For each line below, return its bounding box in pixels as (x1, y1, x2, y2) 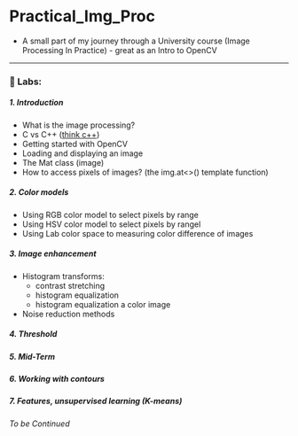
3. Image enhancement (9, 248, 97, 259)
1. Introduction (9, 97, 64, 108)
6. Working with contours (9, 374, 105, 385)
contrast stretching (35, 280, 106, 291)
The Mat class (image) (21, 157, 105, 167)
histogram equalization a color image (35, 299, 171, 309)
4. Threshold (9, 329, 58, 339)
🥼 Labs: (9, 75, 43, 88)
